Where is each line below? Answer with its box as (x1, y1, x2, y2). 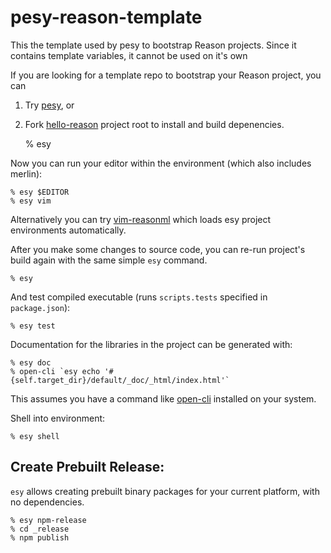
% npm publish (10, 532, 70, 543)
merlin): (10, 167, 43, 180)
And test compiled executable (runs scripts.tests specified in (10, 291, 268, 303)
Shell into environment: (10, 412, 106, 424)
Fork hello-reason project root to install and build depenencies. (24, 118, 285, 130)
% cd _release (10, 524, 70, 534)
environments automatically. (10, 224, 127, 236)
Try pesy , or (24, 99, 75, 111)
